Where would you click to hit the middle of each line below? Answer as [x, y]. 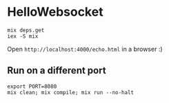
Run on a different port [57, 70]
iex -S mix [23, 36]
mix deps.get [26, 30]
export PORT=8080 [32, 87]
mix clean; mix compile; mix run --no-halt [71, 92]
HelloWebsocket [55, 12]
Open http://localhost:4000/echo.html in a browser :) [85, 49]
